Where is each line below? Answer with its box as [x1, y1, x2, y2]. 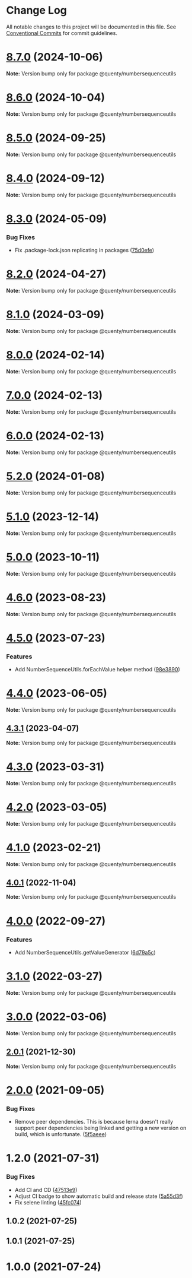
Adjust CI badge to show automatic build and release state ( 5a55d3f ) [14, 1193, 184, 1200]
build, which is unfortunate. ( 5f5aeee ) [14, 1131, 107, 1138]
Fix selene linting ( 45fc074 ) [14, 1198, 82, 1206]
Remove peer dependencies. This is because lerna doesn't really [14, 1118, 174, 1125]
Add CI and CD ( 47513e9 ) [14, 1186, 78, 1193]
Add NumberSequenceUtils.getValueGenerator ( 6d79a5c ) [14, 949, 156, 956]
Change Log [6, 4, 67, 17]
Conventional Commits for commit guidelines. [6, 29, 117, 36]
